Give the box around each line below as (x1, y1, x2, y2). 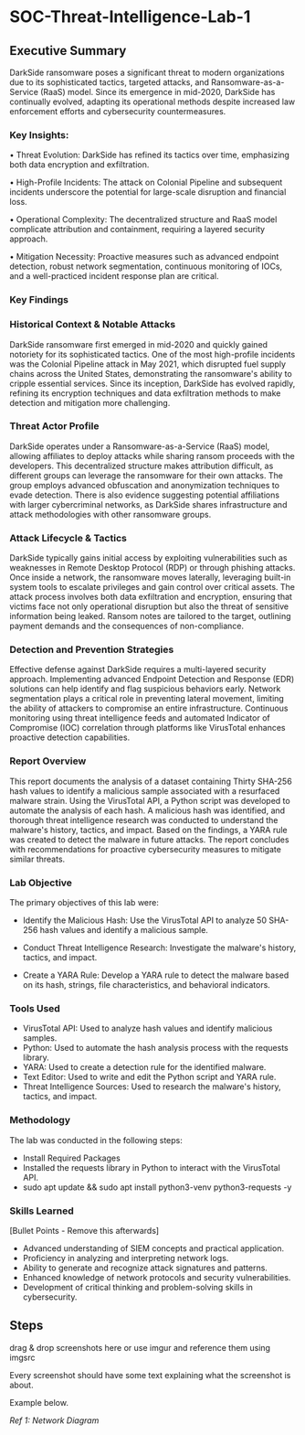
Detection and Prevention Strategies (9, 643, 174, 656)
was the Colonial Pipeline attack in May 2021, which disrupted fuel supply (9, 359, 286, 369)
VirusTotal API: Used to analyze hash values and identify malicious (22, 1023, 273, 1034)
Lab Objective (9, 876, 73, 889)
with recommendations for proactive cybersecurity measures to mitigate (9, 843, 281, 854)
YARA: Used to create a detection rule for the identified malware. (22, 1062, 267, 1073)
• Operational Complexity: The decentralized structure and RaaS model (9, 214, 278, 225)
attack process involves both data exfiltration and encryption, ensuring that (9, 592, 292, 603)
